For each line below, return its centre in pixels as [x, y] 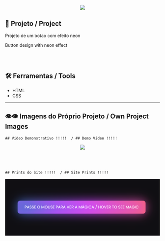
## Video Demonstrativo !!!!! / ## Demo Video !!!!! [61, 138]
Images [17, 126]
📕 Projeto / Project [33, 24]
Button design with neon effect [36, 45]
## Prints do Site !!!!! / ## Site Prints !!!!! [57, 172]
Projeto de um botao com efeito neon [43, 35]
